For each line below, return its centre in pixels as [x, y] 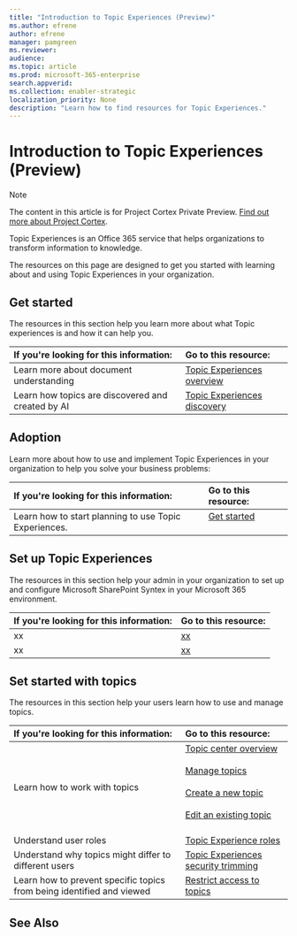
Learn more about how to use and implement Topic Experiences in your [139, 459]
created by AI [41, 406]
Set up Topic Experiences [81, 559]
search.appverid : [41, 83]
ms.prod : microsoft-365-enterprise [75, 75]
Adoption [35, 437]
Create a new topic [224, 793]
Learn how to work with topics [76, 787]
